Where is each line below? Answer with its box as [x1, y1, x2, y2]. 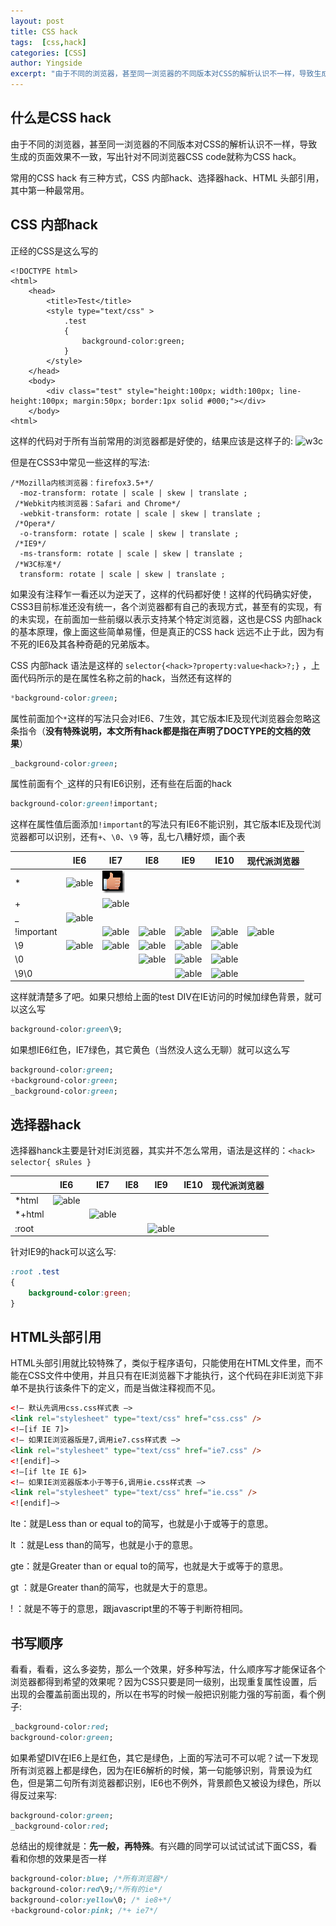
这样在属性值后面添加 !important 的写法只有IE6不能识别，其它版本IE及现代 [10, 818, 313, 830]
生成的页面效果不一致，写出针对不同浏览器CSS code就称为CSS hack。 [10, 150, 302, 162]
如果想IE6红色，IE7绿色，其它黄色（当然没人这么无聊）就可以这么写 [10, 1043, 290, 1055]
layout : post [10, 16, 65, 26]
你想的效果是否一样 [27, 1853, 107, 1865]
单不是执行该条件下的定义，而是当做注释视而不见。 [10, 1382, 221, 1394]
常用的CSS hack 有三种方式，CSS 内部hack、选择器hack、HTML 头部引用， [10, 171, 325, 184]
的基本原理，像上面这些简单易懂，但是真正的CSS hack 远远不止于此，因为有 [10, 625, 325, 637]
